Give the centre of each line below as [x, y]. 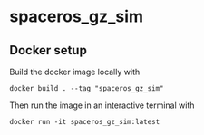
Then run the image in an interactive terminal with [102, 105]
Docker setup [49, 50]
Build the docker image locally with [75, 72]
